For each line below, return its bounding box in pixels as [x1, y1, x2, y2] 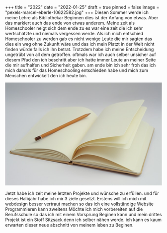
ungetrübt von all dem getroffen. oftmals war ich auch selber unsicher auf [5, 52, 156, 58]
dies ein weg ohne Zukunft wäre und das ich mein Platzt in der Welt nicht [5, 41, 155, 47]
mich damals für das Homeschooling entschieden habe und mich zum [5, 67, 148, 73]
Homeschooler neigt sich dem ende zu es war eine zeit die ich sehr [5, 25, 143, 31]
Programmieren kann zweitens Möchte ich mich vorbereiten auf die [5, 206, 143, 212]
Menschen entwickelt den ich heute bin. [5, 73, 87, 78]
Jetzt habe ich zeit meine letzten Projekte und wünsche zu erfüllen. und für [5, 190, 159, 196]
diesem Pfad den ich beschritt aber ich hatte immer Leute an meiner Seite [5, 57, 156, 62]
